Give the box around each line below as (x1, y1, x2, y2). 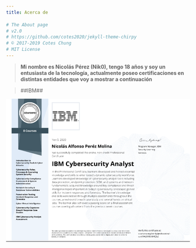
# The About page (6, 22, 48, 27)
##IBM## (20, 87, 43, 94)
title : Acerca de (6, 9, 48, 15)
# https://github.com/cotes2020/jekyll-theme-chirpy (6, 34, 137, 40)
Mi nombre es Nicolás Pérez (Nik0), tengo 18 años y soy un (20, 63, 166, 70)
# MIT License (6, 47, 41, 53)
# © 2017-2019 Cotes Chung (6, 40, 72, 46)
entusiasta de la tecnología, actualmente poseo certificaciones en (20, 69, 184, 76)
